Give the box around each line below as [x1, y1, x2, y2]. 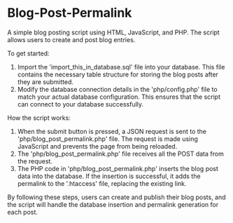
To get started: [7, 49, 50, 58]
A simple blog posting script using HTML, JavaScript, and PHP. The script [7, 28, 220, 36]
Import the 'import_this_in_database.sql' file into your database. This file [17, 62, 225, 71]
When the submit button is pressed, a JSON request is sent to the [17, 127, 207, 135]
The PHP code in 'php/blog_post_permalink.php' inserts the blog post [17, 164, 219, 173]
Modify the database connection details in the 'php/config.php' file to [17, 85, 218, 93]
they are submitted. [17, 77, 74, 86]
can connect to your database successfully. [17, 100, 144, 108]
